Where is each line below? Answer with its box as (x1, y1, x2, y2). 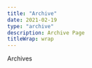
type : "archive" (7, 23, 54, 30)
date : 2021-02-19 (7, 16, 57, 23)
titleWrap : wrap (7, 36, 54, 43)
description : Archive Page (7, 29, 85, 36)
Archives (7, 54, 33, 63)
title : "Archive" (7, 10, 57, 17)
